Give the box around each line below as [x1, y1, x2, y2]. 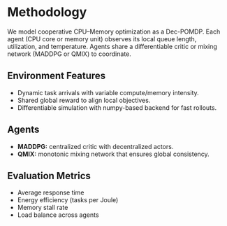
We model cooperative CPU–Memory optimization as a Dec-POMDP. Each [7, 27, 221, 36]
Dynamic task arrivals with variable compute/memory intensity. [17, 88, 199, 97]
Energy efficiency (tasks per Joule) [17, 196, 119, 204]
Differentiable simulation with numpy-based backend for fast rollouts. [17, 103, 217, 112]
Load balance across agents [17, 211, 99, 219]
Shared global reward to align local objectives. [17, 96, 151, 104]
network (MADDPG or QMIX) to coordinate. [7, 50, 131, 58]
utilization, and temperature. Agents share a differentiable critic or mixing [7, 42, 218, 50]
